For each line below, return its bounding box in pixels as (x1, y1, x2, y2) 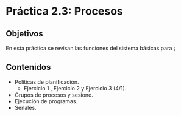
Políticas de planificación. (14, 78, 79, 86)
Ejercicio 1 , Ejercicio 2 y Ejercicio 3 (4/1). (23, 84, 127, 92)
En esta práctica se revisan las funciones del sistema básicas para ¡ (5, 44, 176, 52)
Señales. (14, 104, 37, 111)
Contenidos (5, 62, 51, 72)
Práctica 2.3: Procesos (5, 4, 123, 18)
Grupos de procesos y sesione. (14, 91, 94, 98)
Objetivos (5, 29, 43, 39)
